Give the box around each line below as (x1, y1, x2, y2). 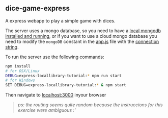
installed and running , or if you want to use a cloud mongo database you (5, 33, 157, 39)
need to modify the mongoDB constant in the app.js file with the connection (5, 38, 159, 44)
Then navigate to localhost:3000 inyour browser (5, 92, 106, 98)
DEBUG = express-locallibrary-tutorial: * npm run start (5, 73, 122, 78)
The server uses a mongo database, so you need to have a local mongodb (5, 28, 161, 34)
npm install (5, 63, 31, 68)
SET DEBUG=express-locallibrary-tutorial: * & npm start (5, 83, 126, 88)
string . (5, 43, 19, 50)
